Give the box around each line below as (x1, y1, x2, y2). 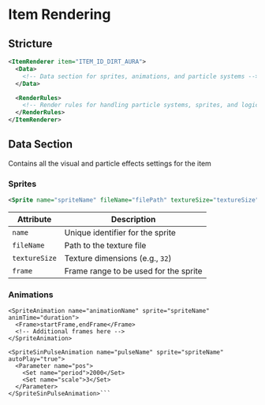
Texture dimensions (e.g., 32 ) (64, 252, 172, 263)
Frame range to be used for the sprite (64, 266, 203, 277)
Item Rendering (8, 6, 111, 24)
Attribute (17, 214, 52, 225)
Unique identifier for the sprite (64, 227, 176, 238)
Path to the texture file (64, 240, 147, 251)
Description (110, 214, 156, 225)
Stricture (8, 37, 53, 50)
